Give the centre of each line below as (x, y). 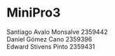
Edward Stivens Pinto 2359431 (51, 46)
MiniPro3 (34, 13)
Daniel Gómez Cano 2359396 (49, 39)
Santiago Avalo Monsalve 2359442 (57, 32)
